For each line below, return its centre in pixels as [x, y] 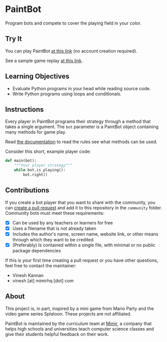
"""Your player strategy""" [43, 165]
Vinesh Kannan [28, 275]
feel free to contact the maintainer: [41, 265]
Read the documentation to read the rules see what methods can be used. [81, 142]
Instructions [24, 109]
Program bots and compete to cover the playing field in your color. [73, 23]
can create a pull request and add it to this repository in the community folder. [84, 208]
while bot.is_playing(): [40, 170]
